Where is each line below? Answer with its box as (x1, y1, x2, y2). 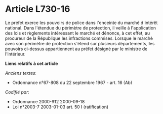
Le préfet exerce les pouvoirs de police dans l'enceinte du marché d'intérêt (5, 20, 158, 26)
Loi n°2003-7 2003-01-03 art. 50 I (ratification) (12, 104, 109, 110)
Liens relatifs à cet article (5, 60, 58, 66)
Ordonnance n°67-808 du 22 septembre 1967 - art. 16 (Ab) (12, 80, 132, 85)
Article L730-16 (5, 3, 71, 15)
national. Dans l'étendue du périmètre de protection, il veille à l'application (5, 25, 156, 30)
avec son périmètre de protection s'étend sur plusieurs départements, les (5, 40, 155, 46)
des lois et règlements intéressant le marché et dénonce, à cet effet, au (5, 30, 150, 36)
